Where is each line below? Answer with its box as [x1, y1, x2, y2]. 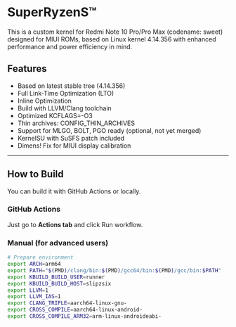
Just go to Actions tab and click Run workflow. [7, 220, 143, 229]
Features [7, 63, 47, 75]
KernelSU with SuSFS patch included [17, 134, 125, 142]
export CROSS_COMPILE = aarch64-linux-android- [7, 307, 143, 314]
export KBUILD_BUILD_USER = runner [7, 274, 105, 281]
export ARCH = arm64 [7, 261, 61, 268]
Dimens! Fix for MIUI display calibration [17, 141, 131, 150]
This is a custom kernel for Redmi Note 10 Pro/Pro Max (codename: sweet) [7, 27, 223, 36]
